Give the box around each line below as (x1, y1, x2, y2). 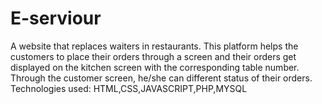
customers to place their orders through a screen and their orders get (10, 50, 297, 62)
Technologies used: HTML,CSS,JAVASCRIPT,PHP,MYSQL (10, 82, 248, 94)
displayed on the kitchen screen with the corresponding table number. (10, 61, 300, 73)
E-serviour (10, 7, 102, 30)
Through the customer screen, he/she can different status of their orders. (10, 72, 313, 84)
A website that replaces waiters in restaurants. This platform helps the (10, 40, 299, 52)
